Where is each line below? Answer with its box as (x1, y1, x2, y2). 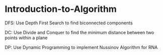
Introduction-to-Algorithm (5, 3, 117, 15)
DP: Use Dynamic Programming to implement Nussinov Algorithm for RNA (5, 44, 158, 50)
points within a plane (5, 35, 48, 41)
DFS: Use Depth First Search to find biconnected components (5, 20, 133, 26)
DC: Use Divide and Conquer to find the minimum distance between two (5, 29, 154, 35)
